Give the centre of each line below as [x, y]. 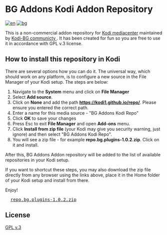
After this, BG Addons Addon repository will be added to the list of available [83, 154]
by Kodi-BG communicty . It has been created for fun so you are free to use [83, 38]
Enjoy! [12, 190]
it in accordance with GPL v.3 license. [44, 43]
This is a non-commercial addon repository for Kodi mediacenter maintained [84, 33]
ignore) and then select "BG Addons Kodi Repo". [62, 134]
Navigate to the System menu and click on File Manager [71, 92]
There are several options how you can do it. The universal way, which [78, 71]
